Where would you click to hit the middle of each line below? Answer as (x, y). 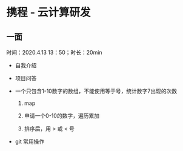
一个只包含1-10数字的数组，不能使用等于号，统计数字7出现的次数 (96, 91)
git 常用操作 (30, 141)
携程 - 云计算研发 (48, 12)
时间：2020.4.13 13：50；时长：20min (54, 52)
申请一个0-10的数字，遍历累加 (62, 116)
